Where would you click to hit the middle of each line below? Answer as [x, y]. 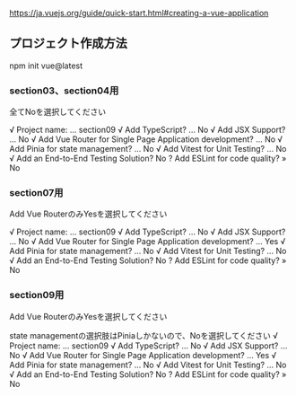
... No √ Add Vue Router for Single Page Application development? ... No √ [146, 139]
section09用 [37, 295]
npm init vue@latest [46, 66]
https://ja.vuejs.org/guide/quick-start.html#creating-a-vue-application [139, 13]
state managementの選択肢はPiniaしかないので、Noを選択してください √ [144, 335]
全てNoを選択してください [58, 112]
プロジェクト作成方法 [68, 44]
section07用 [36, 193]
